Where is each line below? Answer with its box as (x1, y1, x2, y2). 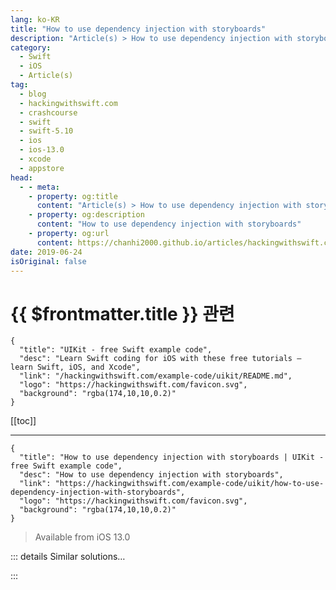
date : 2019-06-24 (10, 247, 83, 257)
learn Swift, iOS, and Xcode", (10, 362, 141, 373)
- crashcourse (19, 107, 78, 118)
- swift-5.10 (19, 126, 74, 136)
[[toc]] (10, 415, 37, 427)
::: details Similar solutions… (10, 551, 126, 563)
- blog (19, 89, 47, 99)
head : (10, 172, 33, 183)
